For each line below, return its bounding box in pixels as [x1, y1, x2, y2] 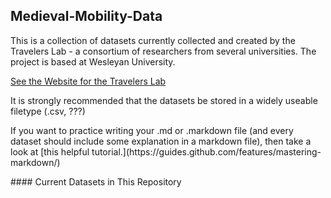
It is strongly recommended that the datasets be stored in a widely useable [10, 94, 318, 106]
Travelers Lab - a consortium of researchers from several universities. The [10, 45, 317, 57]
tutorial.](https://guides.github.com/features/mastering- [91, 145, 322, 158]
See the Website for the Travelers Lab [10, 75, 167, 87]
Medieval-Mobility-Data [10, 8, 163, 25]
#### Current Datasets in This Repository [10, 175, 182, 188]
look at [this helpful [10, 145, 90, 158]
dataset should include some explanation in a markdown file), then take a [10, 135, 312, 147]
